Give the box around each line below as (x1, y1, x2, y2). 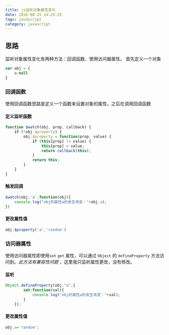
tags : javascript (5, 17, 42, 22)
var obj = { (5, 66, 30, 71)
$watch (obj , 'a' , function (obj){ (5, 195, 71, 200)
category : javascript (5, 21, 51, 27)
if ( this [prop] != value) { (32, 138, 92, 144)
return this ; (32, 158, 60, 163)
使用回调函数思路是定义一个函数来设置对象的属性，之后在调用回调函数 (5, 101, 151, 107)
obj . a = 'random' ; (5, 324, 39, 330)
